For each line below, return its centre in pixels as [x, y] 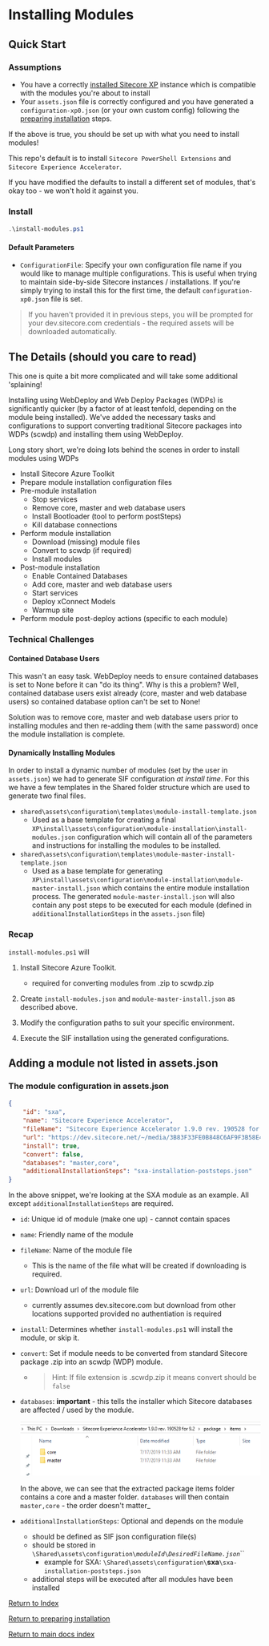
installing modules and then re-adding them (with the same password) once [133, 726]
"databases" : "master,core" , [71, 1163]
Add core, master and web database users [102, 585]
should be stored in [64, 1545]
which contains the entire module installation [176, 888]
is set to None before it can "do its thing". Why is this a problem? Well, [124, 685]
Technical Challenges [51, 639]
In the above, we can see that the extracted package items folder [127, 1488]
